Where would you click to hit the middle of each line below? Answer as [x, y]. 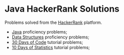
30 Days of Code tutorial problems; [47, 42]
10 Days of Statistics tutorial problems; [51, 47]
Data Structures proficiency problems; [50, 37]
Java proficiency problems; [39, 32]
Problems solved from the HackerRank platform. [53, 22]
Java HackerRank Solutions [62, 9]
